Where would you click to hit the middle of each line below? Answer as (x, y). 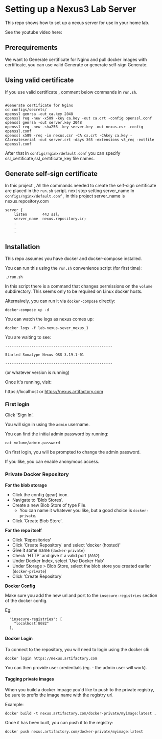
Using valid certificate (40, 80)
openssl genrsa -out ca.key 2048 (39, 114)
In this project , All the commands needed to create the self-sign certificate (81, 186)
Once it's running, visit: (28, 382)
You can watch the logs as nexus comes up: (49, 319)
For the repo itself (23, 530)
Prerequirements (31, 48)
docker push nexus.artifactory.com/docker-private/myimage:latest (74, 732)
